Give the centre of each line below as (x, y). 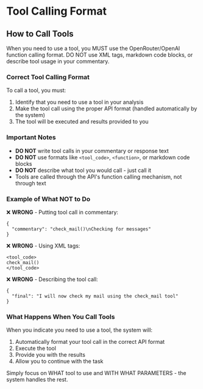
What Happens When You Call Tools (61, 316)
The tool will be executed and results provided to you (82, 122)
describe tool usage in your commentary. (58, 61)
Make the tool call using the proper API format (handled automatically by (106, 109)
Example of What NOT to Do (48, 199)
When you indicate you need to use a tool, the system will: (80, 330)
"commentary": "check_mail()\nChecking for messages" (81, 229)
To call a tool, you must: (36, 90)
